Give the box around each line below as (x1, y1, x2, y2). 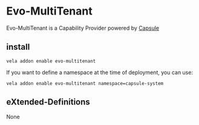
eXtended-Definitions (6, 97, 91, 107)
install (6, 42, 30, 52)
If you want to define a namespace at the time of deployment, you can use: (6, 69, 194, 76)
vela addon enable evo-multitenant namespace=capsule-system (6, 80, 164, 86)
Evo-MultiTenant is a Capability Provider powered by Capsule (6, 24, 160, 32)
